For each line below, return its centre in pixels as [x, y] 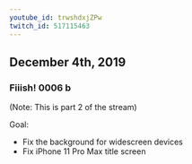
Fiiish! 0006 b [40, 88]
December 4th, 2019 [68, 62]
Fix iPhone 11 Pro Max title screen [84, 151]
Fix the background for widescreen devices [103, 142]
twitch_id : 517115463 [50, 26]
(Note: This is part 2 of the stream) [73, 108]
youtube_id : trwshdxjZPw [56, 17]
